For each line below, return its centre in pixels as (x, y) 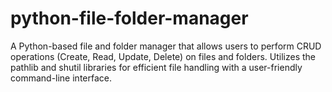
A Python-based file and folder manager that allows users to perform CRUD (166, 46)
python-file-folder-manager (129, 18)
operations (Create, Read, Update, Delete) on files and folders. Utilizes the (163, 56)
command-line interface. (61, 78)
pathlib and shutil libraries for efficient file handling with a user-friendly (156, 67)
